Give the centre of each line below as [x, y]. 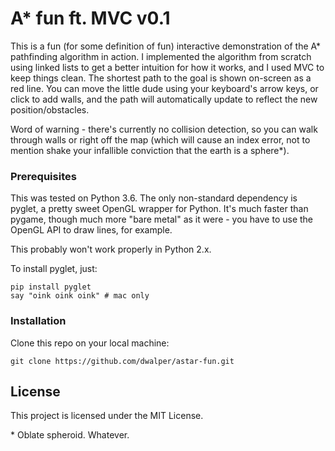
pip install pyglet [51, 287]
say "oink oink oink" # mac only [80, 296]
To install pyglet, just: [54, 269]
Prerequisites [43, 176]
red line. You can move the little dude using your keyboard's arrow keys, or [164, 88]
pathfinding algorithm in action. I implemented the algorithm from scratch [161, 56]
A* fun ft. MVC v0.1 [90, 18]
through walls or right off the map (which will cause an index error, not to [160, 139]
